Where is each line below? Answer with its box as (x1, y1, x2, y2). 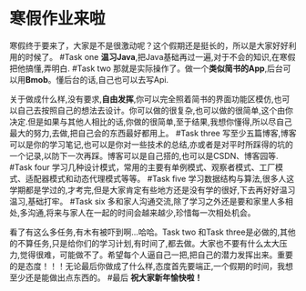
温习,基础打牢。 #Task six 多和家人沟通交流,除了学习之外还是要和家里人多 (9, 196, 286, 206)
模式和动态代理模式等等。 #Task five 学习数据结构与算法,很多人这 (48, 173, 294, 184)
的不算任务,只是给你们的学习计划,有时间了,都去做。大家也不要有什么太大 (9, 237, 280, 248)
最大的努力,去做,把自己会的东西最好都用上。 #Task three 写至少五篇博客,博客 (9, 127, 297, 138)
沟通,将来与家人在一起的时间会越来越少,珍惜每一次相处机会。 (27, 206, 257, 218)
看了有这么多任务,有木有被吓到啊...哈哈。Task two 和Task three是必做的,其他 (9, 226, 296, 237)
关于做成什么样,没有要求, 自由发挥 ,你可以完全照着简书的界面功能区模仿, (9, 93, 275, 105)
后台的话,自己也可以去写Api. (63, 74, 169, 85)
